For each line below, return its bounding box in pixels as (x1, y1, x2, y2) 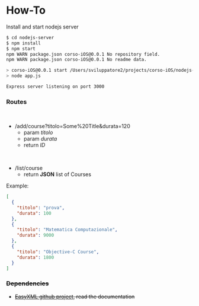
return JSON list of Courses (23, 171, 92, 178)
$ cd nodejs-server (6, 34, 54, 40)
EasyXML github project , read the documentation (14, 293, 135, 300)
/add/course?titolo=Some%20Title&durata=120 (14, 123, 130, 130)
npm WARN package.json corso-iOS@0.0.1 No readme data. (6, 57, 147, 63)
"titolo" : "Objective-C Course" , (17, 248, 99, 255)
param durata (23, 135, 57, 142)
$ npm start (6, 46, 36, 52)
